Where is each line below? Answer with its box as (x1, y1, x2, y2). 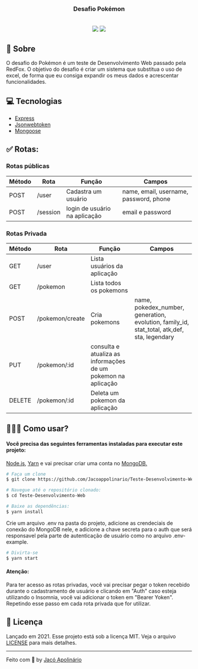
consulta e (90, 342, 120, 350)
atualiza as (90, 350, 121, 358)
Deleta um (90, 389, 119, 397)
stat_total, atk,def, (134, 325, 184, 334)
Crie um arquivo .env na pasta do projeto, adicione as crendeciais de (6, 519, 173, 527)
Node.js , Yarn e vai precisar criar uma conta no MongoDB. (6, 459, 147, 466)
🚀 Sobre (6, 44, 36, 54)
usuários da (90, 262, 123, 270)
